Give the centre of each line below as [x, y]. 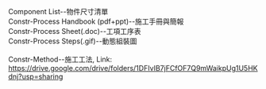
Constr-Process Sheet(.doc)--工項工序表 [75, 31]
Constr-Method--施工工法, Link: [60, 59]
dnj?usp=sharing [36, 76]
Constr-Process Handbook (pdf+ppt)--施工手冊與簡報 [96, 21]
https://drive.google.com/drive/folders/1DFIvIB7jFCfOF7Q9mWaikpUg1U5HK [133, 68]
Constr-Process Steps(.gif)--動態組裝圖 [73, 41]
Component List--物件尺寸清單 [58, 11]
